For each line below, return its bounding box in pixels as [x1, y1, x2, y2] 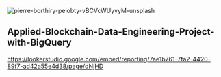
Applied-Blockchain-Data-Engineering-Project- [7, 26, 215, 37]
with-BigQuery [7, 37, 72, 48]
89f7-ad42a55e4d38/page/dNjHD [7, 62, 104, 70]
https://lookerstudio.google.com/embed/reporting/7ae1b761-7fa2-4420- [7, 55, 211, 63]
